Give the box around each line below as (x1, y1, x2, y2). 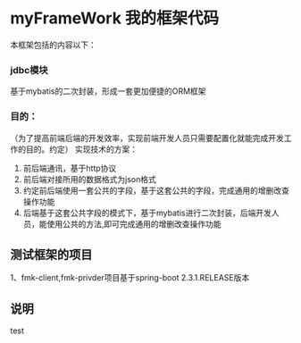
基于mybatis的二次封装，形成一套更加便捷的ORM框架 (10, 86, 206, 96)
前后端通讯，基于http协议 (22, 163, 117, 173)
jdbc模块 (10, 63, 48, 76)
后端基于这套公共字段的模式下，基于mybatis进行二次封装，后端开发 (22, 207, 272, 218)
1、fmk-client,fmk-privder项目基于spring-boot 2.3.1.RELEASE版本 (10, 272, 250, 283)
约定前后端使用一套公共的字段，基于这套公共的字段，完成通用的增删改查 (22, 185, 289, 196)
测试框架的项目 (10, 247, 93, 262)
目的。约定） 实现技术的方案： (25, 144, 138, 155)
